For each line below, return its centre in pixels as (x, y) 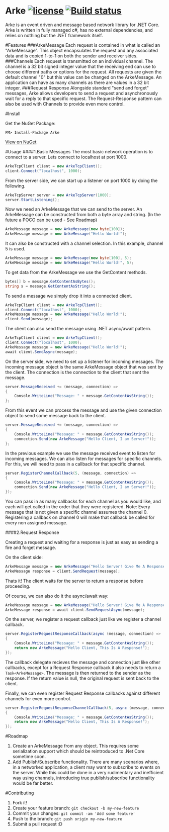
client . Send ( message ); (29, 319)
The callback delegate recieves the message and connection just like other (83, 662)
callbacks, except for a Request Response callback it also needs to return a (83, 667)
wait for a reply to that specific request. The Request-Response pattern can (83, 99)
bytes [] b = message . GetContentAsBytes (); (50, 282)
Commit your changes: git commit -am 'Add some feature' (74, 813)
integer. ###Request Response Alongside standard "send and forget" (77, 87)
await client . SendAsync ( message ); (41, 352)
